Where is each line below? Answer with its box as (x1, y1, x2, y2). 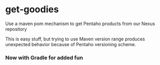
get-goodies (5, 4, 59, 15)
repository (5, 26, 27, 32)
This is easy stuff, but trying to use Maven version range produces (5, 36, 145, 42)
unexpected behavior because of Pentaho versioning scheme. (5, 41, 136, 47)
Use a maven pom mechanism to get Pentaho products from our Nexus (5, 20, 155, 27)
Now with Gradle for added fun (5, 54, 83, 61)
